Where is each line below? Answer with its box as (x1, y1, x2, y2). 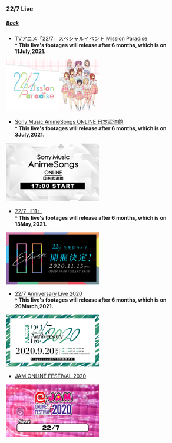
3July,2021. (14, 131, 45, 138)
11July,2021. (14, 48, 46, 55)
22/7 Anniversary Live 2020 (14, 290, 82, 297)
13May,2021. (14, 220, 47, 227)
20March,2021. (14, 303, 54, 310)
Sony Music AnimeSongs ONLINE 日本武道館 (14, 118, 124, 125)
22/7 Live (6, 5, 34, 13)
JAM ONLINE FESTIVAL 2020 (14, 372, 87, 379)
